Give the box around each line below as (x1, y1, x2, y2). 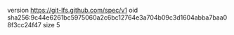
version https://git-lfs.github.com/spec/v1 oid (7, 6, 138, 14)
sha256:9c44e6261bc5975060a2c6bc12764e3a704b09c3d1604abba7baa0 (7, 13, 228, 22)
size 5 (43, 21, 60, 29)
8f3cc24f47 (7, 21, 42, 29)
